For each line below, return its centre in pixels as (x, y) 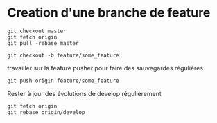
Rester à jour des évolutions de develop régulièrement (84, 93)
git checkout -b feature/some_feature (63, 55)
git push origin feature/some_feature (63, 81)
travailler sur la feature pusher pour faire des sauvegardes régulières (105, 68)
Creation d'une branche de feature (109, 13)
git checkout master (37, 31)
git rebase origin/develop (46, 112)
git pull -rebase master (43, 43)
